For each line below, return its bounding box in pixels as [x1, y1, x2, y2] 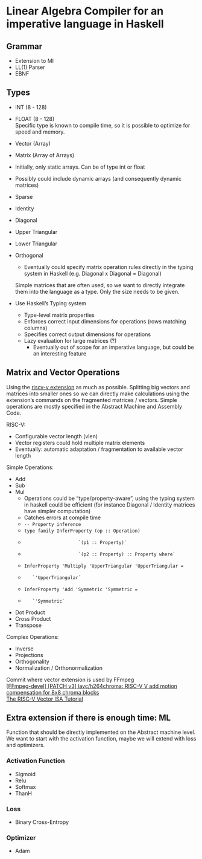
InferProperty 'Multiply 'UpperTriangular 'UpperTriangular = [24, 563, 184, 569]
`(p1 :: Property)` [78, 539, 127, 545]
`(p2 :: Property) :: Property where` [78, 551, 176, 557]
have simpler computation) [24, 507, 91, 514]
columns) [24, 324, 48, 331]
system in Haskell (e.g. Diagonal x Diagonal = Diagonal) [24, 270, 162, 277]
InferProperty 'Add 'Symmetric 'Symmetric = [24, 586, 138, 592]
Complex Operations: [6, 633, 59, 640]
